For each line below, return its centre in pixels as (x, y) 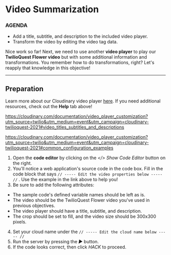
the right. (22, 163)
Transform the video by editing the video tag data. (65, 42)
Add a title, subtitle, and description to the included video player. (80, 36)
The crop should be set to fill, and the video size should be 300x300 (84, 216)
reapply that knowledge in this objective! (48, 68)
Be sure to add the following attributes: (53, 185)
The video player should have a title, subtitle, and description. (77, 211)
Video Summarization (52, 9)
